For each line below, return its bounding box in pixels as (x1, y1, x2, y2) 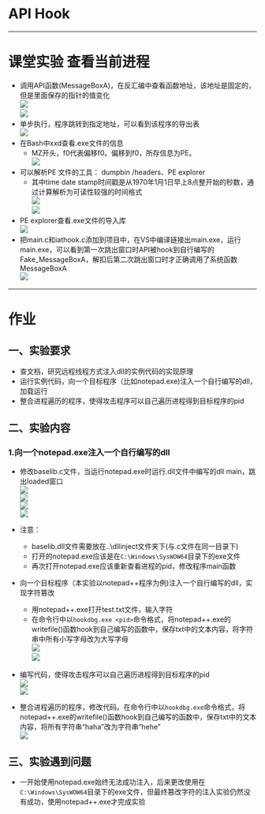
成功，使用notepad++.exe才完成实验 (26, 797, 146, 807)
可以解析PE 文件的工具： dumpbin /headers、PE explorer (19, 167, 206, 177)
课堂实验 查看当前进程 (8, 53, 150, 71)
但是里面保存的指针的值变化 (19, 90, 110, 99)
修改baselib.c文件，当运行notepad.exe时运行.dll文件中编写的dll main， (19, 466, 249, 476)
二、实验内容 (8, 421, 71, 435)
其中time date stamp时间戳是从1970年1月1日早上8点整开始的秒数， (31, 177, 248, 186)
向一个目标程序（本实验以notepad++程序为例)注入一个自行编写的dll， (19, 577, 246, 588)
